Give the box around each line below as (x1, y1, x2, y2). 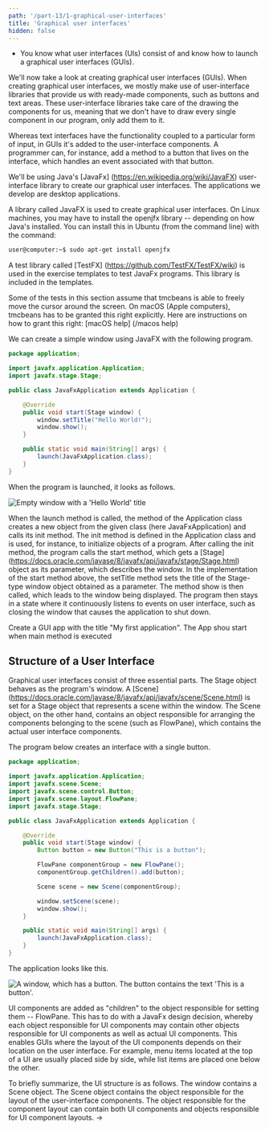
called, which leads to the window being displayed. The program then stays (8, 589, 259, 599)
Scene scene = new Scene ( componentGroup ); (37, 883, 181, 891)
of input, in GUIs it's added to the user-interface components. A (8, 140, 219, 149)
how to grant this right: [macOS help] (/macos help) (8, 319, 179, 328)
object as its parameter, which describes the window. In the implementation (8, 564, 259, 574)
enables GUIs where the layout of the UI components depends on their (8, 1037, 243, 1046)
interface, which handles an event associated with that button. (8, 157, 214, 166)
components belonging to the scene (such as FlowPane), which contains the (8, 718, 262, 728)
